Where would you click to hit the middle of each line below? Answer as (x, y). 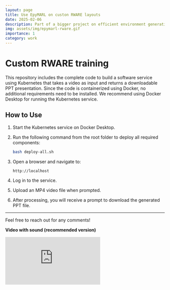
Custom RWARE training (57, 63)
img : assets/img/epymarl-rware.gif (43, 29)
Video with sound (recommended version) (51, 230)
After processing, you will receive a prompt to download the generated (86, 200)
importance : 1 (20, 34)
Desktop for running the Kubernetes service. (52, 99)
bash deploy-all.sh (33, 152)
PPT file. (21, 205)
